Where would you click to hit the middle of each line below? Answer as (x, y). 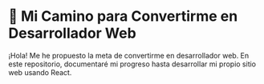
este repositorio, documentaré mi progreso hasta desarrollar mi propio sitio (132, 64)
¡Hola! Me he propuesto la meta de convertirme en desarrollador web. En (129, 55)
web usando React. (40, 72)
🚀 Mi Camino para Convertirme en (123, 16)
